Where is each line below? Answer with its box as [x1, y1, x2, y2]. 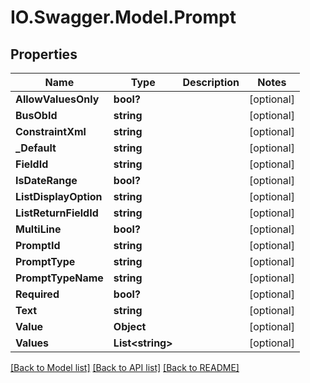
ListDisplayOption [15, 190, 103, 203]
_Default [15, 141, 57, 155]
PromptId [15, 239, 61, 252]
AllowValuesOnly [15, 92, 100, 106]
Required [15, 287, 60, 301]
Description [182, 76, 240, 89]
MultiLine [15, 222, 62, 236]
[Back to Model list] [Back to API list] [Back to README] [10, 362, 240, 373]
